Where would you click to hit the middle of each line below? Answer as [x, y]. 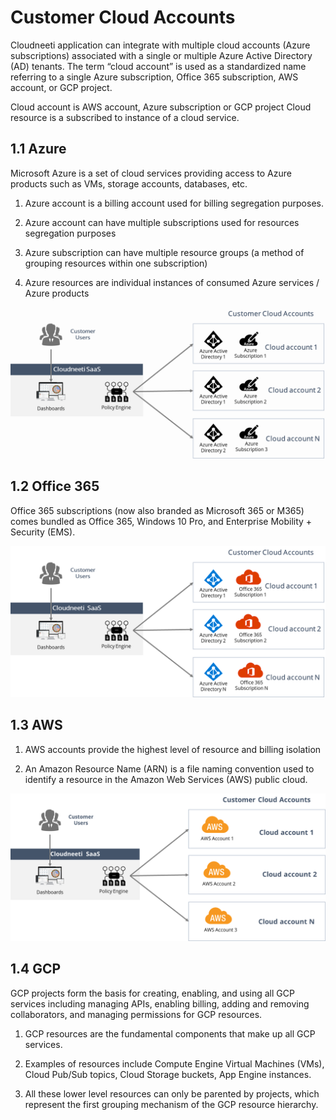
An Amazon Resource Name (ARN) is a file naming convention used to [169, 768]
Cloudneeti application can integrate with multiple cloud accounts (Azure [160, 45]
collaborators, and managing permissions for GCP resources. [136, 1014]
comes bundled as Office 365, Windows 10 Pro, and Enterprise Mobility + [161, 521]
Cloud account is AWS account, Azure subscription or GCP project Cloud [161, 107]
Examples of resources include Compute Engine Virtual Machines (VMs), [174, 1063]
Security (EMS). [43, 532]
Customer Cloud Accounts [123, 17]
